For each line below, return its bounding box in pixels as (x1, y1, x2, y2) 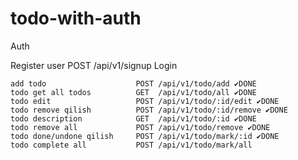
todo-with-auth (10, 7, 142, 30)
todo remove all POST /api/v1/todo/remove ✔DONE (10, 122, 271, 132)
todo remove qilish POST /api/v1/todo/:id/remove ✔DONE (10, 105, 288, 115)
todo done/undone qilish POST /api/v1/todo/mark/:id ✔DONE (10, 131, 280, 141)
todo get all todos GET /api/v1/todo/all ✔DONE (10, 87, 257, 97)
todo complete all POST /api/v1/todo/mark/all (10, 140, 253, 150)
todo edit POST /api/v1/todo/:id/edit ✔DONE (10, 96, 280, 106)
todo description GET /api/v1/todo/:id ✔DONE (10, 113, 257, 124)
